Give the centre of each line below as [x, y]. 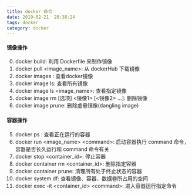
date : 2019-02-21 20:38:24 [41, 17]
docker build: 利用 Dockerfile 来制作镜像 [64, 62]
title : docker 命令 [30, 11]
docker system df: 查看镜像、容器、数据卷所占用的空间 [82, 178]
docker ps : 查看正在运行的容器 [53, 134]
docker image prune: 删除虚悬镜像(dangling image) [77, 106]
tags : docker [23, 22]
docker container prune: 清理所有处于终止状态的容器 [79, 171]
